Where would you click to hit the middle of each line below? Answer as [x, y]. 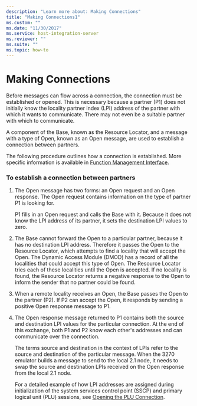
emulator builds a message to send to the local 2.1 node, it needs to [96, 360]
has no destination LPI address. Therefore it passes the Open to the [97, 244]
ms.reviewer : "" [26, 39]
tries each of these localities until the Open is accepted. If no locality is [101, 270]
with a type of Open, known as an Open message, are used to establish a [95, 138]
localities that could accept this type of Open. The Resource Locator [98, 263]
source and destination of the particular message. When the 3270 [95, 354]
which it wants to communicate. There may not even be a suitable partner [96, 114]
